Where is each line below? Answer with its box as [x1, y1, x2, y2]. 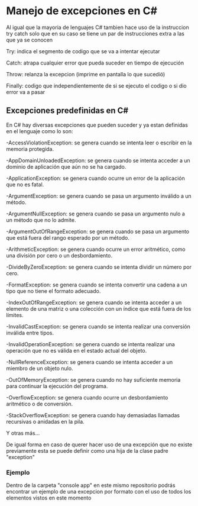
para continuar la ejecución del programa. [6, 382, 108, 389]
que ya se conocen [6, 36, 53, 43]
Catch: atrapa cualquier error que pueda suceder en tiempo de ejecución [6, 59, 184, 66]
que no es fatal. [6, 181, 44, 188]
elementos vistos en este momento [6, 494, 92, 501]
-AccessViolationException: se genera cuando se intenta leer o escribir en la [6, 139, 192, 146]
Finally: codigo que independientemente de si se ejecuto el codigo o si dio [6, 82, 187, 89]
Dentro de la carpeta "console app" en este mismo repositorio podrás [6, 482, 176, 489]
